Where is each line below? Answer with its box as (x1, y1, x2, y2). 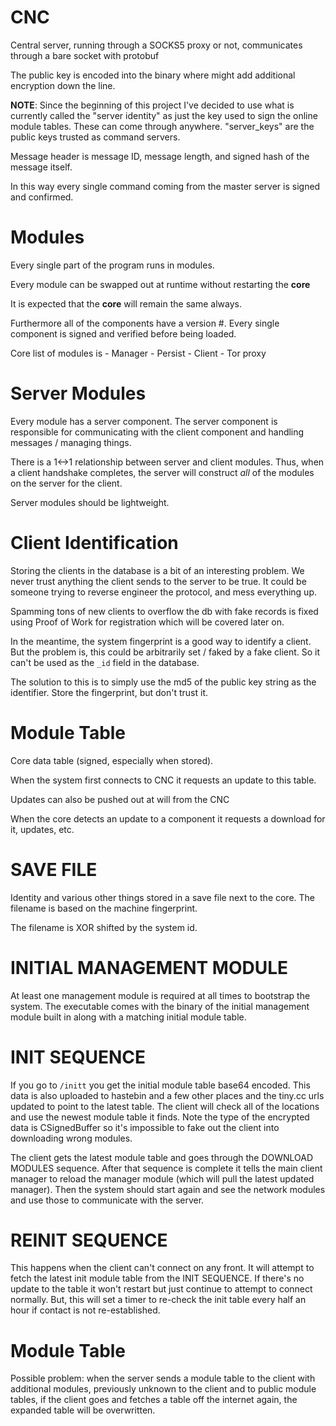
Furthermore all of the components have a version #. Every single (10, 317, 280, 329)
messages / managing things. (10, 436, 132, 448)
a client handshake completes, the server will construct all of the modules (10, 466, 315, 478)
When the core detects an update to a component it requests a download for (10, 812, 326, 825)
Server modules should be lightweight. (10, 496, 170, 508)
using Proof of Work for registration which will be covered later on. (10, 616, 285, 628)
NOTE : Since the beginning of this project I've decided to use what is (10, 99, 295, 111)
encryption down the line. (10, 79, 116, 91)
